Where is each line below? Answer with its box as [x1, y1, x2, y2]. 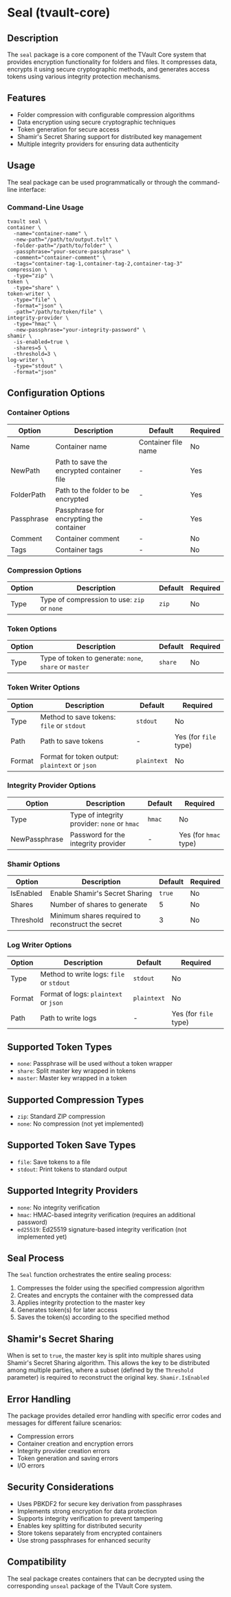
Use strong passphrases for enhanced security [16, 1536, 151, 1544]
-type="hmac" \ [13, 320, 57, 328]
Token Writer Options [7, 683, 80, 692]
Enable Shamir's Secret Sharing [50, 889, 153, 899]
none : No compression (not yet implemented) [16, 1119, 144, 1128]
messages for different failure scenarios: [7, 1419, 122, 1427]
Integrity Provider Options [7, 781, 96, 791]
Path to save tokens [40, 736, 104, 746]
